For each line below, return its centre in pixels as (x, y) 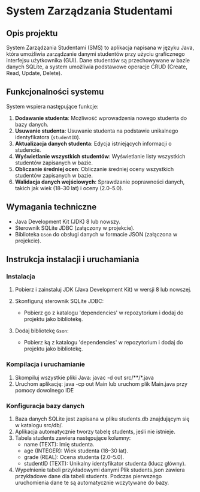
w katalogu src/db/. (39, 425)
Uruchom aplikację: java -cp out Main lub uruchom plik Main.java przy (101, 384)
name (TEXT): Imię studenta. (59, 444)
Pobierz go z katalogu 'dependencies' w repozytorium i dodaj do (104, 313)
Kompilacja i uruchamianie (46, 364)
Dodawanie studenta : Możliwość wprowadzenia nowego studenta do (101, 118)
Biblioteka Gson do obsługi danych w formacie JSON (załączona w (96, 234)
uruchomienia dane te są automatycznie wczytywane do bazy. (92, 482)
